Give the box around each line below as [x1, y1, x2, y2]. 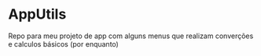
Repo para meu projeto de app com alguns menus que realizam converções [8, 31, 254, 40]
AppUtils [8, 5, 67, 23]
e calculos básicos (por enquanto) [8, 39, 119, 48]
